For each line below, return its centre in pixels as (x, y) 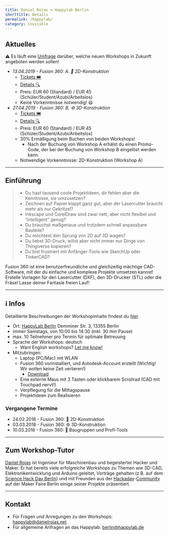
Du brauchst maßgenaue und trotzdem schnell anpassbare (86, 225)
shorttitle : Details (27, 15)
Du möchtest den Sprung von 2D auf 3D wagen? (75, 235)
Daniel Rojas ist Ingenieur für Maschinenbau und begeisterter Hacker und (81, 462)
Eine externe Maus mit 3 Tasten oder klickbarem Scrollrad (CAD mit (90, 379)
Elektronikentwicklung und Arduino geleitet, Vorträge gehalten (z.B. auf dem (84, 473)
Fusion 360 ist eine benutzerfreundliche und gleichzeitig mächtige (74, 266)
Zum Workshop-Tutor (40, 450)
